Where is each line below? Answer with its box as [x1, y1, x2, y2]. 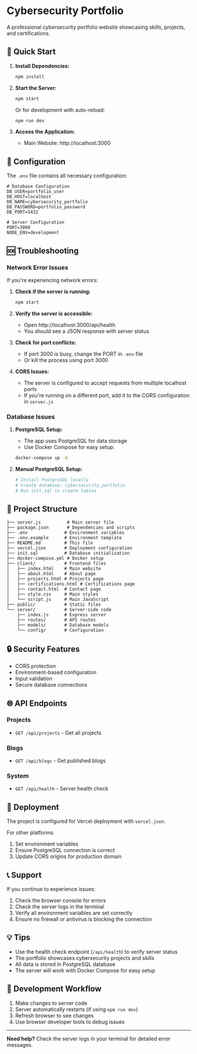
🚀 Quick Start [6, 47, 56, 57]
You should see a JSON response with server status [23, 327, 150, 335]
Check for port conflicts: [15, 339, 77, 346]
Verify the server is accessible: [15, 310, 93, 317]
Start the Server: [15, 84, 57, 92]
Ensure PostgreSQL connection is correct [15, 847, 115, 854]
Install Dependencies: [15, 62, 70, 69]
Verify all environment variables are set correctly [15, 910, 133, 917]
